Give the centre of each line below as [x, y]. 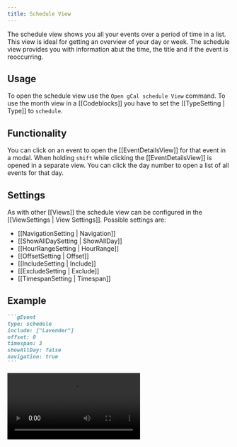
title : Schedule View [39, 14]
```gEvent [22, 317]
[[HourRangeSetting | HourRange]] [68, 249]
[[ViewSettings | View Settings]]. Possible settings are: [87, 220]
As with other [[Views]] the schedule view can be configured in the [105, 213]
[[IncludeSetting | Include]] [57, 264]
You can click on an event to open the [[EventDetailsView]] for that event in [117, 150]
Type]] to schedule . [35, 111]
